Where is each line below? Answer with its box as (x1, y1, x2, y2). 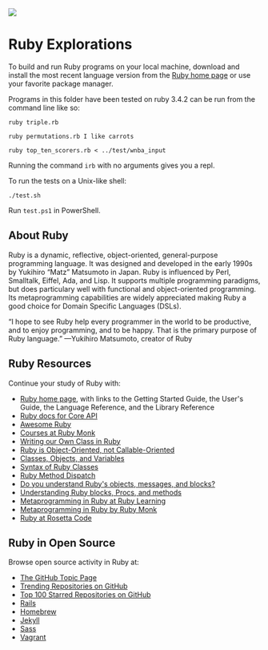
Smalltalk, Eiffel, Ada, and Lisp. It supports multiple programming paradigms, (8, 276, 261, 285)
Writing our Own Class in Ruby (19, 436, 122, 446)
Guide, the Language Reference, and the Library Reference (19, 402, 214, 412)
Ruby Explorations (8, 35, 133, 54)
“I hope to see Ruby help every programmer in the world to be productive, (8, 317, 252, 326)
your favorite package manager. (8, 79, 114, 88)
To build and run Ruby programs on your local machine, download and (8, 62, 240, 71)
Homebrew (19, 607, 57, 616)
